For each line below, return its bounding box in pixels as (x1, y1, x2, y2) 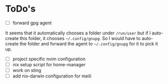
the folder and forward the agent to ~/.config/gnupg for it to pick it (19, 41, 158, 47)
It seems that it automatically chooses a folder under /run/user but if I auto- (5, 30, 163, 36)
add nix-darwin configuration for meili (12, 73, 92, 79)
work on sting (12, 67, 41, 73)
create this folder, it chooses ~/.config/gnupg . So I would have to (5, 35, 141, 41)
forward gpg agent (12, 20, 52, 26)
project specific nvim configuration (12, 56, 86, 62)
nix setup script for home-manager (12, 62, 86, 68)
